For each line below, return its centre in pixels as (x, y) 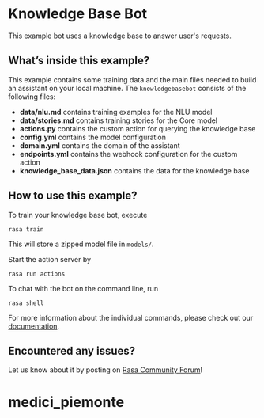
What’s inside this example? (79, 61)
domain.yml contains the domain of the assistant (100, 145)
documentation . (34, 326)
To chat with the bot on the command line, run (83, 288)
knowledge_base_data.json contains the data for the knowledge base (134, 170)
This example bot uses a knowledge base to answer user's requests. (120, 36)
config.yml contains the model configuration (92, 137)
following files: (32, 97)
